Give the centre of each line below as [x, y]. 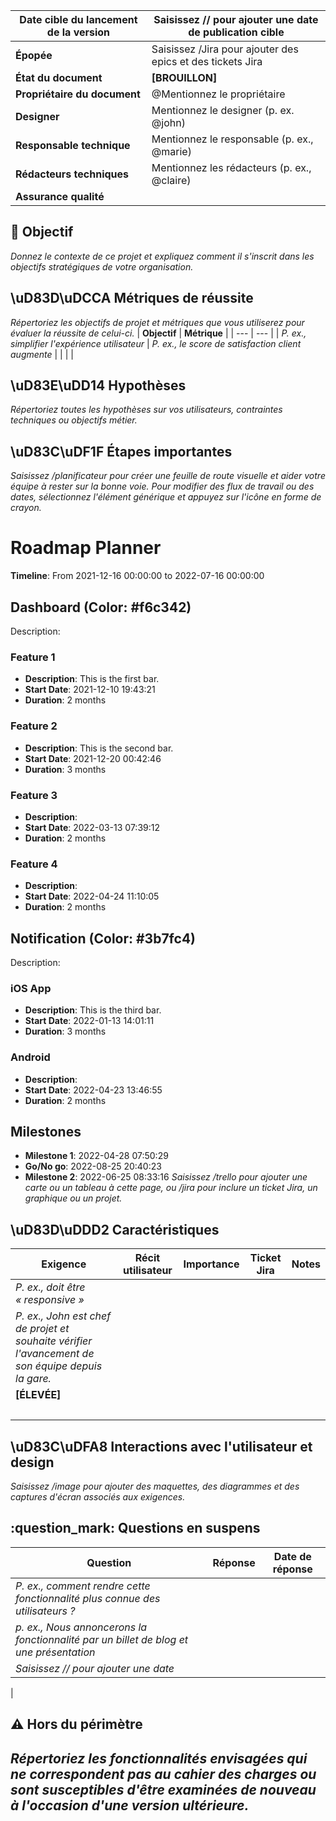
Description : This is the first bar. [92, 679]
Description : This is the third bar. [93, 1010]
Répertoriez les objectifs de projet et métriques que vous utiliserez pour [157, 322]
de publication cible [236, 32]
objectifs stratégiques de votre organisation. [102, 266]
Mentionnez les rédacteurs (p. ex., [231, 167]
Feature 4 [34, 864]
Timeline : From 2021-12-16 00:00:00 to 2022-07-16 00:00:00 [137, 576]
